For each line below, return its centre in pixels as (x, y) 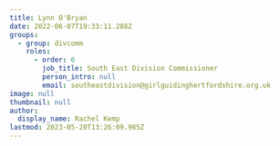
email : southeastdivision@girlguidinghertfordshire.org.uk (157, 85)
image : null (32, 93)
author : (24, 111)
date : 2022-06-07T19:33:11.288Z (71, 26)
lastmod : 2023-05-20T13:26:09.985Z (77, 128)
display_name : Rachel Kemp (69, 119)
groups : (24, 34)
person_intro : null (79, 77)
